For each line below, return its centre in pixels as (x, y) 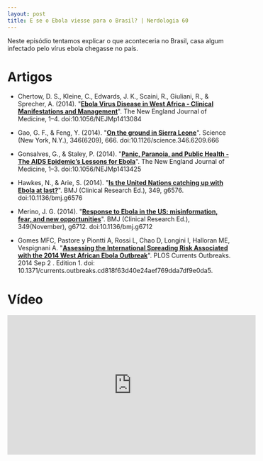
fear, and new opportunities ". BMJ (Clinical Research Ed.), (103, 219)
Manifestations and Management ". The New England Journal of (112, 111)
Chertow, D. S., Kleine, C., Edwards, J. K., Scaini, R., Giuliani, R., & (113, 96)
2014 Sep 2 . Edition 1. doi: (56, 263)
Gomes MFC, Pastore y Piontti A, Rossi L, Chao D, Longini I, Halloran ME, (124, 240)
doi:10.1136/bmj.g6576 (50, 198)
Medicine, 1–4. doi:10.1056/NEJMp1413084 (79, 119)
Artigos (30, 77)
